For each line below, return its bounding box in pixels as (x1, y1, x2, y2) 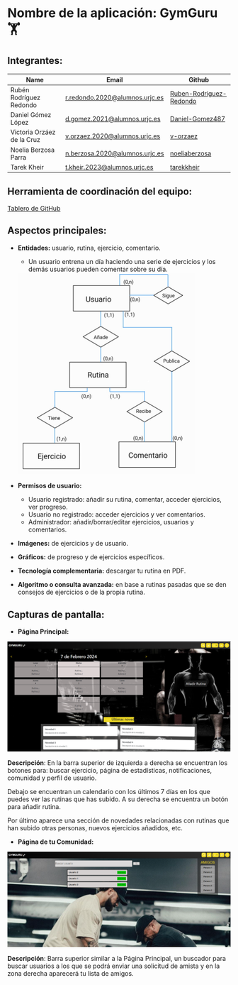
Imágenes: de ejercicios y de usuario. (17, 539, 129, 548)
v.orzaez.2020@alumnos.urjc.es (64, 131, 161, 140)
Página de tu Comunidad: (17, 837, 94, 846)
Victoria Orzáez (10, 128, 56, 136)
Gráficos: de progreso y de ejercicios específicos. (17, 553, 165, 561)
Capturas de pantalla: (7, 608, 105, 620)
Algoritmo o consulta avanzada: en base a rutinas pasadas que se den (17, 580, 227, 589)
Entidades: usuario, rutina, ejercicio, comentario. (17, 243, 161, 252)
